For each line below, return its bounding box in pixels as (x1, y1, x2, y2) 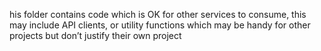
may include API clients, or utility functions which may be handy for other (9, 19, 311, 31)
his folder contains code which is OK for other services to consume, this (9, 9, 307, 20)
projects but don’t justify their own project (9, 30, 182, 41)
